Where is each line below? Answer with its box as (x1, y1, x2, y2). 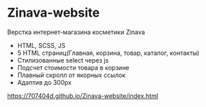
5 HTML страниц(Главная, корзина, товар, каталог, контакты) (17, 49, 200, 57)
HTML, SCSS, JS (17, 41, 66, 49)
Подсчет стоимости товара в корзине (17, 63, 130, 72)
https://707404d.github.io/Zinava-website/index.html (7, 92, 158, 100)
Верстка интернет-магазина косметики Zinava (7, 28, 146, 36)
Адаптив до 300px (17, 78, 71, 86)
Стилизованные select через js (17, 56, 109, 64)
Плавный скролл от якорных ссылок (17, 71, 126, 79)
